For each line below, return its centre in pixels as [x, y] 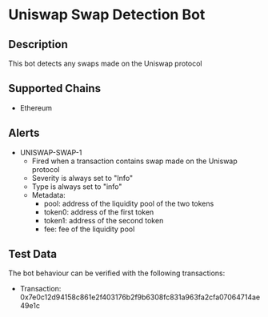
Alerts [24, 133]
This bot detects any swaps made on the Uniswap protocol [105, 63]
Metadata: [48, 195]
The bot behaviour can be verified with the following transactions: [117, 273]
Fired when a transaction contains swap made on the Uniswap [134, 161]
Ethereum [36, 108]
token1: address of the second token [104, 220]
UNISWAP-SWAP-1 [51, 152]
